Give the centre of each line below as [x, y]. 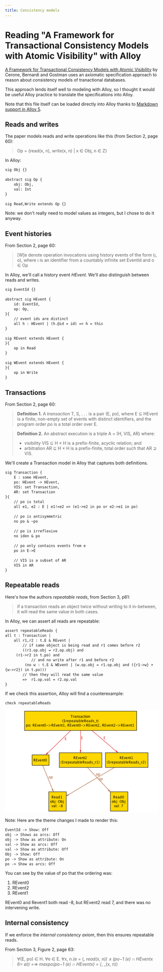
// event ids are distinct [41, 319]
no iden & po [27, 536]
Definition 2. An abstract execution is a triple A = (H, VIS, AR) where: [86, 433]
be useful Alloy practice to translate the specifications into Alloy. [69, 94]
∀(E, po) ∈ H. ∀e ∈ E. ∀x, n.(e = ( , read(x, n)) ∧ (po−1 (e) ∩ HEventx [85, 959]
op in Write [26, 373]
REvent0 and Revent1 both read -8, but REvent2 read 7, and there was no [78, 902]
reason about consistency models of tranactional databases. [66, 80]
